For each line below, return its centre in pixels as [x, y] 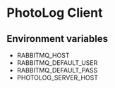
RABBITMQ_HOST [43, 55]
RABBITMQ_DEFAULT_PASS [57, 70]
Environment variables [57, 39]
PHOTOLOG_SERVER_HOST [57, 78]
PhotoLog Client [55, 13]
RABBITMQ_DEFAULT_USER [57, 63]
